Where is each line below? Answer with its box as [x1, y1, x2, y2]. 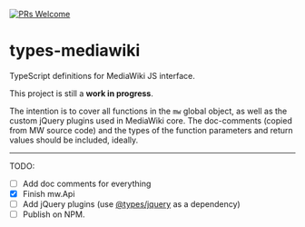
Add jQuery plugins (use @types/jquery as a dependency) [22, 199, 241, 210]
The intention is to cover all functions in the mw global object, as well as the [9, 105, 288, 116]
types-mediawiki [9, 41, 141, 61]
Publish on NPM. [22, 209, 85, 220]
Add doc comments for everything [22, 178, 152, 189]
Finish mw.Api [22, 189, 75, 199]
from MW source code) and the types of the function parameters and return [9, 124, 293, 135]
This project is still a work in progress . [9, 87, 154, 99]
